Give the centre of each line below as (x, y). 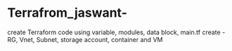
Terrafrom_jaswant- (67, 13)
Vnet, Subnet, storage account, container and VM (91, 39)
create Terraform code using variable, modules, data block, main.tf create (114, 32)
